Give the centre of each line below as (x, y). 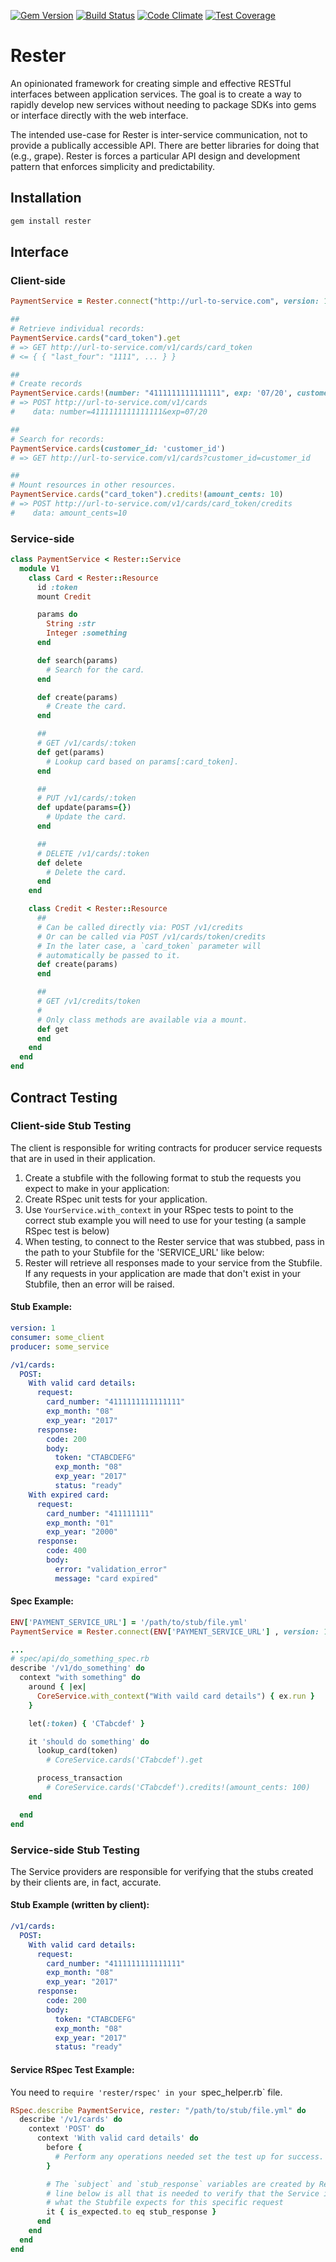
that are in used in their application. (83, 1158)
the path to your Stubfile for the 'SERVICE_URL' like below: (144, 1252)
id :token (57, 587)
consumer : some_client (57, 1337)
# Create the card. (87, 706)
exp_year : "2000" (82, 1532)
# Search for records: (57, 439)
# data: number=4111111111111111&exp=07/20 (109, 412)
